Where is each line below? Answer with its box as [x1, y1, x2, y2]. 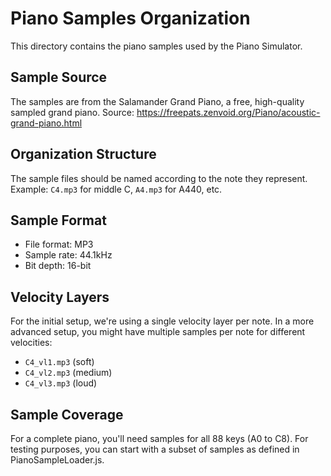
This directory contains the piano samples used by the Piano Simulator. [10, 40, 303, 52]
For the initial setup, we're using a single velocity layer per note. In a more [10, 315, 315, 327]
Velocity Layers [10, 288, 110, 306]
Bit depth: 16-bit [24, 260, 92, 272]
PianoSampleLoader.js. [10, 454, 105, 466]
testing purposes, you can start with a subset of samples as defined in [10, 443, 300, 455]
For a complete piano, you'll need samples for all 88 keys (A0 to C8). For [10, 433, 309, 444]
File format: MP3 [24, 238, 94, 251]
